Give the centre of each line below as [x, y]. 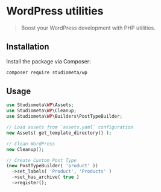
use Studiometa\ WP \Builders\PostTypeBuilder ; [64, 117]
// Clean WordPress [31, 144]
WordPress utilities [55, 11]
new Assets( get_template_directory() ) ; [59, 133]
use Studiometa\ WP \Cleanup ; [42, 111]
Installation [28, 47]
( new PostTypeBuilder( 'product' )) [52, 166]
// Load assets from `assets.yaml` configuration [70, 127]
